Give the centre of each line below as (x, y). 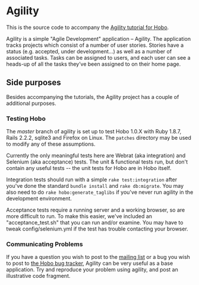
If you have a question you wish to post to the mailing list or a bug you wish (98, 257)
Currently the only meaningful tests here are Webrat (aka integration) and (96, 156)
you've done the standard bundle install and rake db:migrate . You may (95, 186)
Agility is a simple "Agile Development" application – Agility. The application (99, 39)
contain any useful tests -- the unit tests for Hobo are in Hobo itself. (89, 168)
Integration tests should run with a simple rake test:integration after (91, 180)
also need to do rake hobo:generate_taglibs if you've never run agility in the (100, 192)
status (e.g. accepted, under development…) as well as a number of (89, 51)
